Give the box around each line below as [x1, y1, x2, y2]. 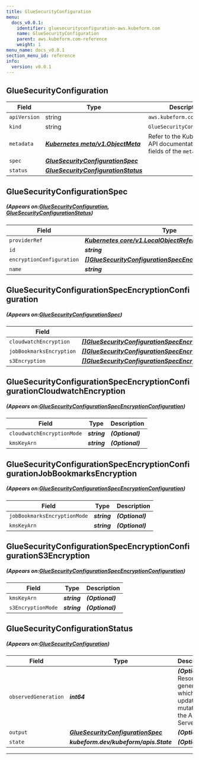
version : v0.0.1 [11, 63, 52, 70]
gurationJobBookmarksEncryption [6, 468, 137, 478]
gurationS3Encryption [6, 551, 90, 561]
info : [6, 58, 20, 64]
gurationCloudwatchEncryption [6, 386, 126, 397]
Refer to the [147, 133, 181, 141]
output [9, 729, 28, 736]
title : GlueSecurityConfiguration [6, 8, 92, 15]
